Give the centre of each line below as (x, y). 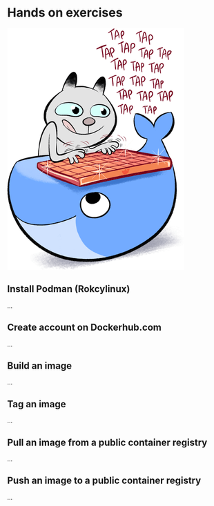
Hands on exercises (65, 13)
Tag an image (37, 404)
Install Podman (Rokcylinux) (69, 289)
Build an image (40, 366)
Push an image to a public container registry (104, 481)
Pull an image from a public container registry (107, 442)
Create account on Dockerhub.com (85, 328)
